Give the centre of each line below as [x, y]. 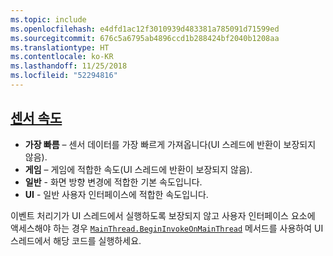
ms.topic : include [48, 19]
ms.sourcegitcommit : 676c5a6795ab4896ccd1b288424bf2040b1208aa [145, 38]
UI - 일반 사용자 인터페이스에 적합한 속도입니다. [116, 194]
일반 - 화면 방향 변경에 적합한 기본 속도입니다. [113, 182]
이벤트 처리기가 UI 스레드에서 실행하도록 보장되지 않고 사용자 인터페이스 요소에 [163, 215]
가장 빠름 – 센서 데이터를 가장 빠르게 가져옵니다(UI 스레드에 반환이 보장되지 [170, 144]
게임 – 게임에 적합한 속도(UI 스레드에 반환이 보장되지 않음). [138, 169]
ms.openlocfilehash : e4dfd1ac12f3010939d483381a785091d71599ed [145, 29]
